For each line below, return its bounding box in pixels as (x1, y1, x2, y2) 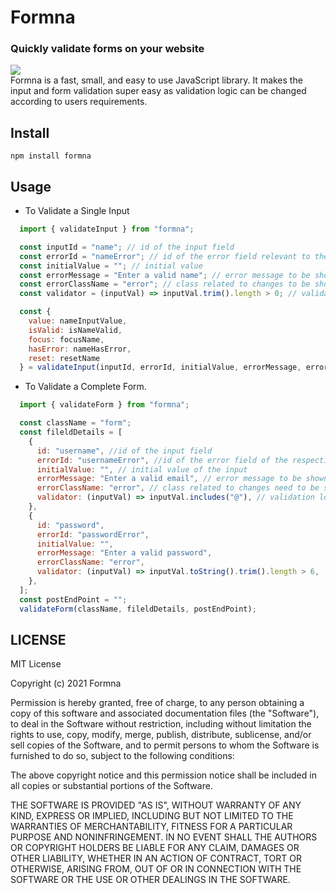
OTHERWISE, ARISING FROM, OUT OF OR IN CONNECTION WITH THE (10, 863, 302, 875)
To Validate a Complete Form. (24, 381, 147, 393)
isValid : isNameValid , (28, 325, 123, 335)
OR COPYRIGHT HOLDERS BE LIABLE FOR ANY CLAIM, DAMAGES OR (10, 842, 300, 854)
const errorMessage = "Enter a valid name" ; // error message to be (19, 270, 311, 280)
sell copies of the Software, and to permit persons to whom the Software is (10, 739, 320, 751)
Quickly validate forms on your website (10, 42, 205, 56)
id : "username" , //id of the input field (36, 446, 213, 456)
